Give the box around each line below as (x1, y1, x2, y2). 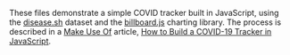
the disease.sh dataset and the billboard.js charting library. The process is (9, 17, 282, 27)
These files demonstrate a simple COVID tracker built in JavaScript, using (9, 8, 279, 18)
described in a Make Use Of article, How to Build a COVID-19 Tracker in (9, 27, 272, 36)
